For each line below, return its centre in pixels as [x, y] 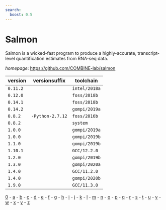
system [80, 123]
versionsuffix [49, 81]
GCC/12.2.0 [85, 151]
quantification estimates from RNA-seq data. [62, 59]
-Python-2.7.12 [49, 116]
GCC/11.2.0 [85, 172]
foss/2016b [85, 116]
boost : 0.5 [21, 15]
